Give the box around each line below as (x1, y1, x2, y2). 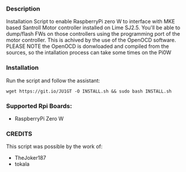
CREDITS (6, 129, 32, 137)
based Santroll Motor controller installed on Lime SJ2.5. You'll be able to (6, 24, 181, 31)
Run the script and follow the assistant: (6, 77, 100, 84)
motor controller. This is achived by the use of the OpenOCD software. (6, 37, 177, 44)
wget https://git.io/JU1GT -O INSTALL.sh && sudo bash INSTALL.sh (6, 88, 172, 94)
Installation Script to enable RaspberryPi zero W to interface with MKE (6, 18, 175, 25)
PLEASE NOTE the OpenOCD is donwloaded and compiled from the (6, 43, 169, 50)
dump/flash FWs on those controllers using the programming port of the (6, 30, 181, 37)
